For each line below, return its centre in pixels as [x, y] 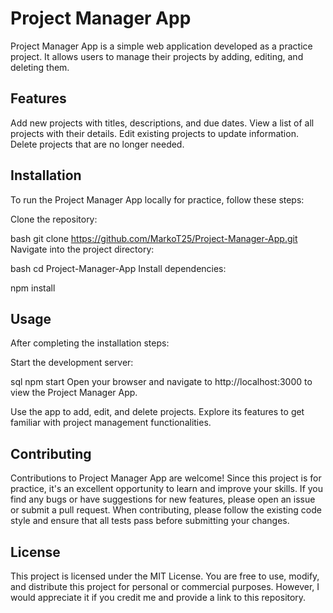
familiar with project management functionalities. [111, 423]
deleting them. [40, 67]
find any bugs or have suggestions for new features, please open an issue [163, 499]
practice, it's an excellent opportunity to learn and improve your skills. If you [167, 489]
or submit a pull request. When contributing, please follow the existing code [166, 510]
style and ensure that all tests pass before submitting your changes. [150, 521]
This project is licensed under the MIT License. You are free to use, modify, [165, 576]
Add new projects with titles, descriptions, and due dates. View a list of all [162, 123]
